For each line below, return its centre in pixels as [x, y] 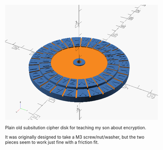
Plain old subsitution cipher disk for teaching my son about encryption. [76, 128]
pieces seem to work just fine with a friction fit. [52, 142]
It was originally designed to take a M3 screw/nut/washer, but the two [75, 137]
